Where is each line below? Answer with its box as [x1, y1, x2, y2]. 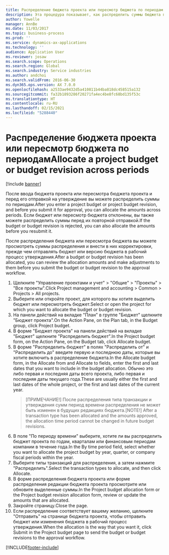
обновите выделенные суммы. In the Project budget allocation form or [13, 487, 160, 493]
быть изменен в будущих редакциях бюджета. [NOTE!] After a [25, 407, 157, 413]
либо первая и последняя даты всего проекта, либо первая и [13, 371, 145, 377]
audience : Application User [6, 49, 65, 54]
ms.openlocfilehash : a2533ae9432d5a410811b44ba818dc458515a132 [6, 87, 141, 92]
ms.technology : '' [6, 45, 44, 50]
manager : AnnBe [6, 21, 38, 27]
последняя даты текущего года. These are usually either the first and [13, 376, 157, 382]
